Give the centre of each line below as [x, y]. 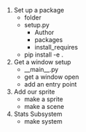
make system [43, 121]
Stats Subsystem [38, 114]
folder [33, 17]
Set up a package [39, 10]
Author [44, 32]
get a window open [52, 77]
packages [49, 40]
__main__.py [41, 69]
